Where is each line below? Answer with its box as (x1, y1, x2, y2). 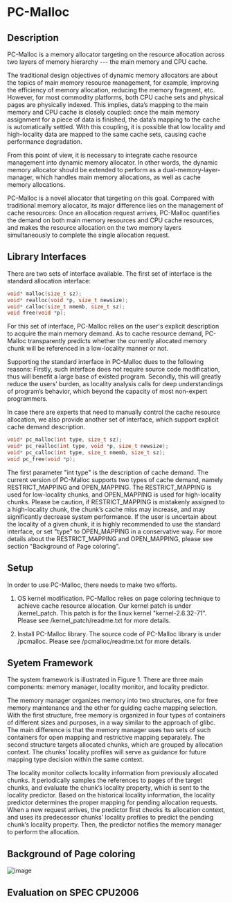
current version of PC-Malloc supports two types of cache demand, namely (7, 475, 223, 483)
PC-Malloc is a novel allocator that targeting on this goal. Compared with (7, 194, 215, 202)
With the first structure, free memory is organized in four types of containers (7, 711, 226, 720)
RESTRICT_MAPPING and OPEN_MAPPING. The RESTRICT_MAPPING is (7, 483, 212, 491)
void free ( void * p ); (7, 310, 67, 317)
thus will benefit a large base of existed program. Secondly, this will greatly (7, 372, 222, 381)
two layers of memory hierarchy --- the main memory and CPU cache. (7, 58, 208, 66)
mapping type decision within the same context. (7, 755, 144, 764)
